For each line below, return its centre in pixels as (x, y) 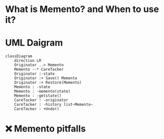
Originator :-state (35, 74)
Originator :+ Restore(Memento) (48, 83)
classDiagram (19, 56)
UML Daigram (34, 43)
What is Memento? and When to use (82, 9)
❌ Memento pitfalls (46, 129)
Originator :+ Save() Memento (46, 78)
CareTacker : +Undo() (37, 109)
